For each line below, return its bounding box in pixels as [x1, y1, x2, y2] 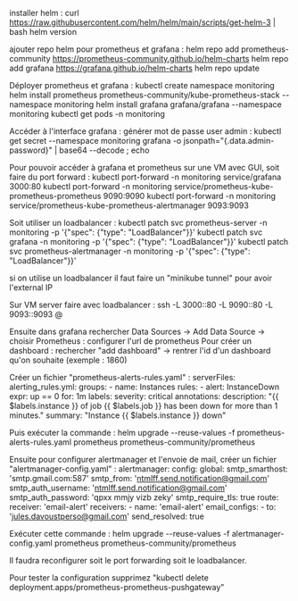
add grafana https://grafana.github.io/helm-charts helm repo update [9, 63, 261, 73]
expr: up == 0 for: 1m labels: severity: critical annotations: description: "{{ [9, 391, 279, 401]
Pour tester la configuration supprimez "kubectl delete [9, 572, 210, 583]
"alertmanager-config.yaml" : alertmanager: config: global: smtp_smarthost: [9, 463, 288, 474]
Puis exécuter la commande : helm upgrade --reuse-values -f [9, 428, 236, 438]
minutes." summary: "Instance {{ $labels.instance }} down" [9, 410, 227, 421]
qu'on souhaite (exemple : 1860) [9, 355, 128, 365]
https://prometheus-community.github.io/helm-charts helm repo [52, 54, 289, 63]
